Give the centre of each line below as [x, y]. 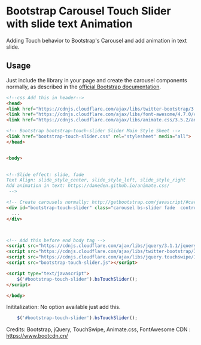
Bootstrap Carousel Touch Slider [89, 11]
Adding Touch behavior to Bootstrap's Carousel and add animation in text [97, 40]
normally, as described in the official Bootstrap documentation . [84, 87]
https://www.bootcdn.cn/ [37, 336]
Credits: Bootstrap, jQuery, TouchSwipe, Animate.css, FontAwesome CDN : [98, 329]
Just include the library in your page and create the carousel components [97, 80]
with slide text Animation [69, 24]
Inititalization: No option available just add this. [63, 307]
